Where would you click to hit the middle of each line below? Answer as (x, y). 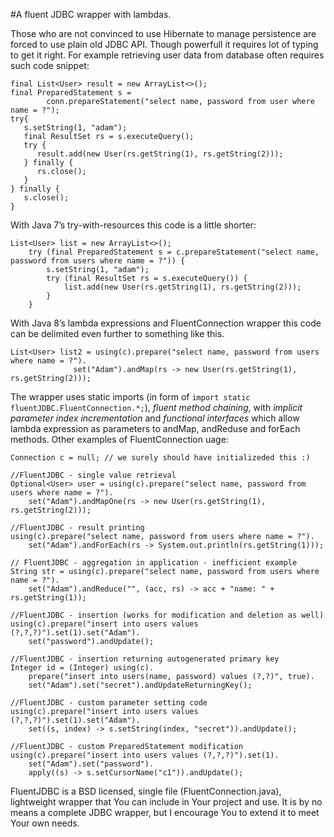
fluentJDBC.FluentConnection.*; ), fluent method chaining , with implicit (156, 407)
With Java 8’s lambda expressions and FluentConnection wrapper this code (166, 323)
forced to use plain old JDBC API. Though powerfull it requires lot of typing (164, 44)
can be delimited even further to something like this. (117, 333)
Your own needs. (45, 823)
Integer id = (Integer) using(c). (82, 668)
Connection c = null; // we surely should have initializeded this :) (160, 458)
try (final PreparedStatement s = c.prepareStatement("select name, (174, 252)
